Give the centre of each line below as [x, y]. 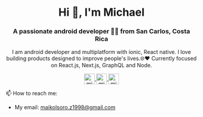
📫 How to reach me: [32, 93]
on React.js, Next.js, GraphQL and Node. [101, 65]
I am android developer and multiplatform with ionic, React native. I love [101, 52]
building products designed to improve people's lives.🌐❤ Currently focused [101, 59]
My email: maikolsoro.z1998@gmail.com [65, 107]
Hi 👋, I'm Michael [101, 12]
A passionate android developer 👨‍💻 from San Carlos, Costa [101, 32]
